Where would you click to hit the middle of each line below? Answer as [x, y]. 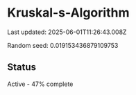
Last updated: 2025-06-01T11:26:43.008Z [67, 32]
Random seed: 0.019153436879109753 [63, 45]
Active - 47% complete [40, 84]
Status [22, 67]
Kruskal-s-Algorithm [68, 13]
